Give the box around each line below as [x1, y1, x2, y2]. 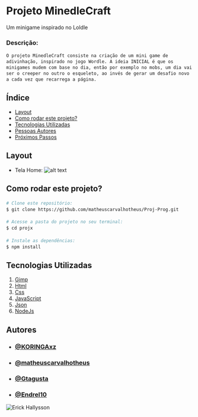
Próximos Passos [14, 133, 58, 141]
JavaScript [14, 295, 41, 302]
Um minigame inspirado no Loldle [6, 24, 88, 31]
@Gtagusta [14, 374, 49, 383]
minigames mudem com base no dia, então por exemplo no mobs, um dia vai [6, 65, 193, 71]
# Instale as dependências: [6, 237, 76, 244]
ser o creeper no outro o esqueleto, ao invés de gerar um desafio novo [6, 71, 190, 77]
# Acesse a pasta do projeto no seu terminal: [6, 219, 123, 225]
